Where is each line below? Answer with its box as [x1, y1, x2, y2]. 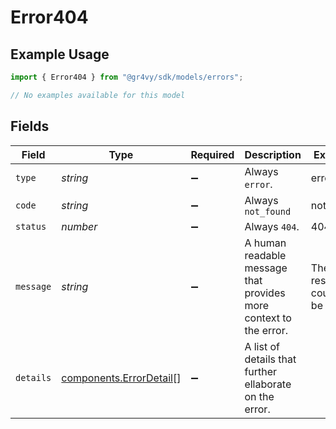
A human [244, 236, 287, 250]
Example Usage [10, 46, 110, 63]
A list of [244, 339, 280, 353]
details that [244, 352, 297, 366]
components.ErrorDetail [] [61, 371, 182, 385]
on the [244, 389, 275, 403]
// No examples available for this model [10, 90, 186, 100]
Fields [10, 118, 50, 135]
